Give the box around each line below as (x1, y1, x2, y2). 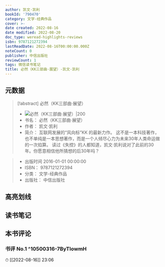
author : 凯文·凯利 (5, 7, 41, 12)
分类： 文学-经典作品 (24, 171, 67, 177)
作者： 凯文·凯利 (24, 123, 58, 129)
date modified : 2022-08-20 (5, 30, 61, 35)
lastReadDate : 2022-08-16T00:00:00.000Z (5, 44, 90, 49)
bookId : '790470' (5, 12, 41, 17)
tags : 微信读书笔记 (5, 62, 41, 67)
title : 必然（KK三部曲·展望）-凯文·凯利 (5, 67, 80, 72)
